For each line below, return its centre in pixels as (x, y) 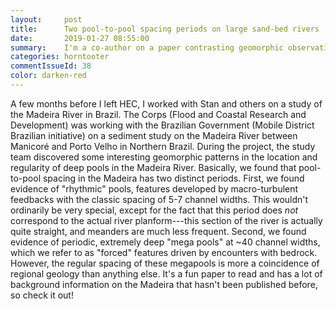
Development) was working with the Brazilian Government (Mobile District (162, 125)
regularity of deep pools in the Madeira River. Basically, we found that (153, 167)
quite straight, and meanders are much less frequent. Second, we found (158, 231)
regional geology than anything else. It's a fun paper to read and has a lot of (166, 273)
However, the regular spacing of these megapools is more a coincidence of (165, 263)
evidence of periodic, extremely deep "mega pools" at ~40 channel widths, (165, 242)
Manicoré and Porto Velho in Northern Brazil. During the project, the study (163, 146)
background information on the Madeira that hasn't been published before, (164, 284)
